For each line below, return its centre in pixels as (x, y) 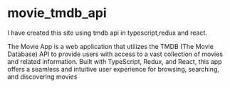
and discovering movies (42, 77)
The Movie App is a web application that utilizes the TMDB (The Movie (110, 46)
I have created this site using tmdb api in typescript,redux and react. (108, 33)
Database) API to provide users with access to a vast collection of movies (115, 54)
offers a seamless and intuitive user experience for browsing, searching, (113, 69)
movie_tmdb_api (57, 13)
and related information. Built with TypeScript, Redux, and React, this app (115, 61)
